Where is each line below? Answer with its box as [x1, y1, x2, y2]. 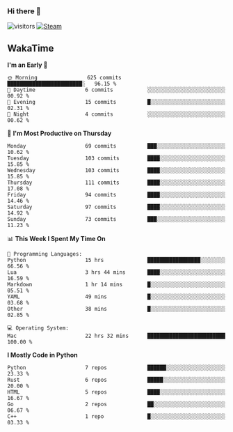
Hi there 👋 [7, 6, 42, 16]
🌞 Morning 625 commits [7, 75, 122, 82]
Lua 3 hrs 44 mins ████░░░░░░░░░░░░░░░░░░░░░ [7, 269, 226, 276]
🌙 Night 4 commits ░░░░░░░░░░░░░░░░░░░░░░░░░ [7, 111, 226, 118]
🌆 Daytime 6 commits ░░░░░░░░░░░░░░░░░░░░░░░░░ [7, 86, 226, 93]
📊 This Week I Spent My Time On [7, 235, 106, 243]
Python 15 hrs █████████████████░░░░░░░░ [7, 257, 226, 264]
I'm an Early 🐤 [7, 61, 48, 69]
